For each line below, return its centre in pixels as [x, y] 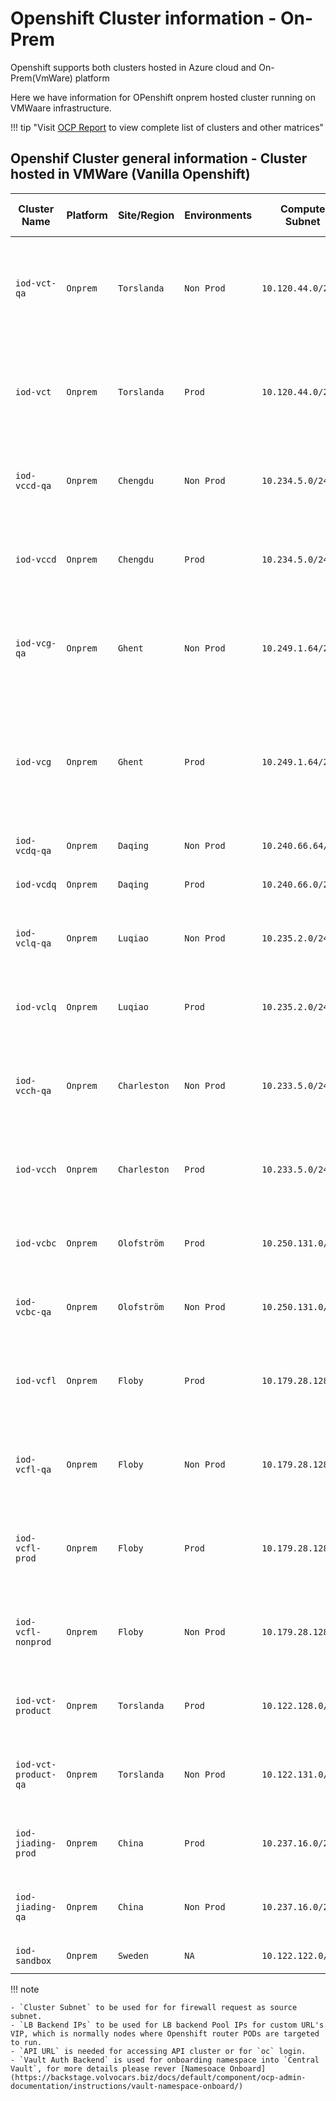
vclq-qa [33, 943]
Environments [218, 215]
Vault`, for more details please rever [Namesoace [118, 2068]
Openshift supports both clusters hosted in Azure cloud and [133, 67]
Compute [302, 209]
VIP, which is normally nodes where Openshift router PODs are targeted [165, 2033]
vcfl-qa [33, 1469]
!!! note [25, 1989]
